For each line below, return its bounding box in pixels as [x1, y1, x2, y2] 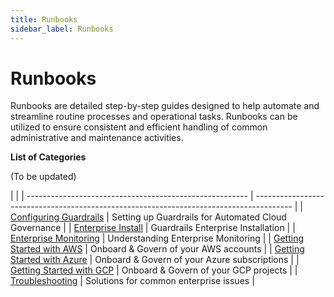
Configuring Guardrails [10, 211, 105, 223]
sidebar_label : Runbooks [10, 24, 114, 34]
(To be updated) [10, 171, 77, 183]
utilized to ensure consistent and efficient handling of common [10, 121, 268, 133]
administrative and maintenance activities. [10, 132, 184, 144]
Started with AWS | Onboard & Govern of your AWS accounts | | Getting [10, 243, 305, 255]
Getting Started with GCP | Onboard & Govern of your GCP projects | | [10, 264, 298, 276]
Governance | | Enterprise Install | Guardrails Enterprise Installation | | [10, 222, 296, 234]
